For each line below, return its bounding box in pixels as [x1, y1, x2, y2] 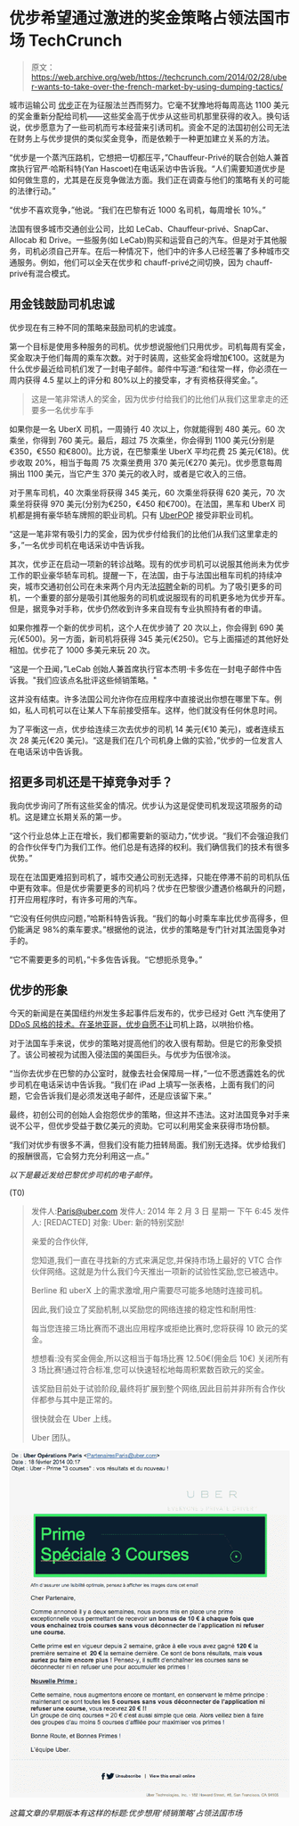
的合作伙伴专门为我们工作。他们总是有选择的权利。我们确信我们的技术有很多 [9, 841, 290, 852]
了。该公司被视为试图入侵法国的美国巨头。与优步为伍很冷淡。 [9, 1050, 236, 1060]
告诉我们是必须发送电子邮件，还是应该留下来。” [39, 1091, 212, 1101]
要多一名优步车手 [30, 404, 94, 415]
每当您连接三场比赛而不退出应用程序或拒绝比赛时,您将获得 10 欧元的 [30, 1323, 280, 1334]
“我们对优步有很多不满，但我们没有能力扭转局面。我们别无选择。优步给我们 [9, 1140, 287, 1150]
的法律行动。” [9, 185, 56, 196]
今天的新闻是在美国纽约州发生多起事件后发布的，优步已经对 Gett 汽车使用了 [9, 1008, 287, 1018]
